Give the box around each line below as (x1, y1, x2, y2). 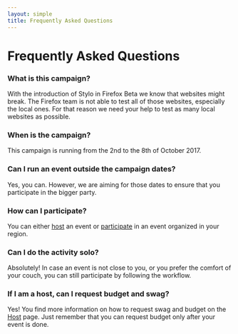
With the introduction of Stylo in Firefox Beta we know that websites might (7, 89, 225, 98)
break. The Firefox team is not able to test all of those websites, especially (7, 97, 225, 106)
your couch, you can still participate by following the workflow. (7, 271, 192, 280)
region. (7, 229, 29, 238)
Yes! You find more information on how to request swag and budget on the (7, 305, 227, 314)
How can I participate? (7, 206, 87, 216)
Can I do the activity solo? (7, 247, 99, 257)
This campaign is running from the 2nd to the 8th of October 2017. (7, 146, 202, 155)
